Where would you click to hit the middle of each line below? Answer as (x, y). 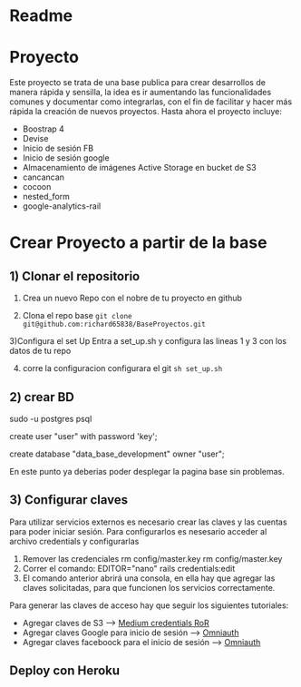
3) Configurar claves (69, 500)
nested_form (46, 197)
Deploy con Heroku (65, 671)
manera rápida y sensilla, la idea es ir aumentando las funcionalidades (141, 93)
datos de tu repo (40, 351)
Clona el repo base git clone (77, 316)
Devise (35, 139)
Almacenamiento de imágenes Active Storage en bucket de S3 (139, 168)
